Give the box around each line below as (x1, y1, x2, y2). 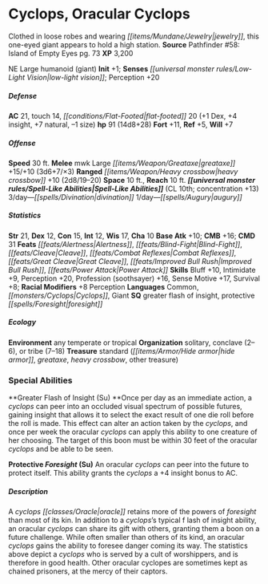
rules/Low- (215, 63, 253, 73)
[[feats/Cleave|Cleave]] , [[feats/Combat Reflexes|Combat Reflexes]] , (8, 248, 237, 258)
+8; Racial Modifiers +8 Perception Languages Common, (8, 282, 199, 291)
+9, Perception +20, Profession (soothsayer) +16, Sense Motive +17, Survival (8, 274, 260, 283)
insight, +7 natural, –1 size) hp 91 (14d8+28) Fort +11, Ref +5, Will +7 (8, 120, 234, 129)
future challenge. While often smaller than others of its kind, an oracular (8, 533, 245, 542)
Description (8, 486, 49, 496)
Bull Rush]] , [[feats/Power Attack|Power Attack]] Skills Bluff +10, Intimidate (8, 265, 256, 274)
